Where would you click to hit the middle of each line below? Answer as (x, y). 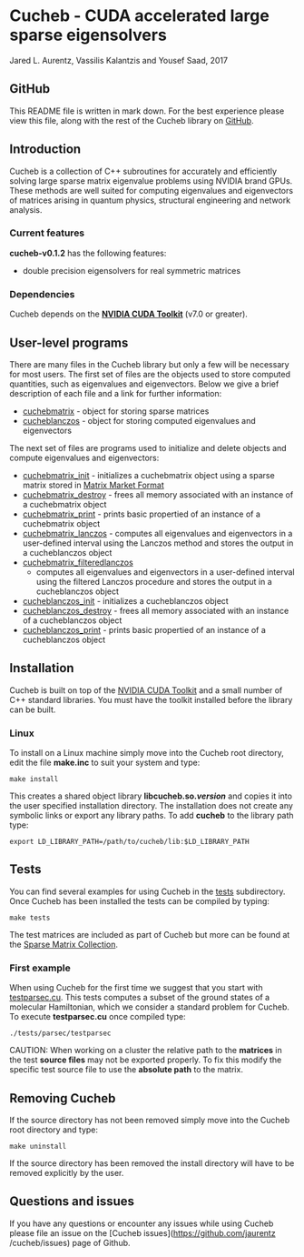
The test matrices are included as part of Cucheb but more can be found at (150, 934)
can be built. (33, 709)
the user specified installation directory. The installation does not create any (151, 806)
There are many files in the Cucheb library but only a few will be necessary (149, 364)
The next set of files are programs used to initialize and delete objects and (148, 447)
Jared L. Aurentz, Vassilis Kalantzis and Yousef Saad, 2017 (119, 60)
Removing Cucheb (63, 1098)
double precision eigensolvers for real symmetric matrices (132, 270)
